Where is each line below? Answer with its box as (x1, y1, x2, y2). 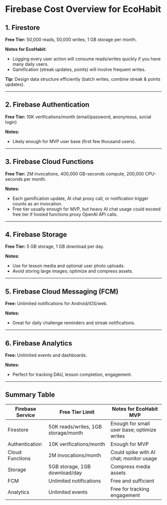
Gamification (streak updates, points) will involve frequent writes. (12, 66, 146, 72)
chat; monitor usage (110, 455, 158, 462)
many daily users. (12, 61, 49, 67)
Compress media (110, 463, 151, 470)
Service (16, 411, 35, 418)
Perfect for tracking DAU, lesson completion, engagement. (12, 371, 132, 377)
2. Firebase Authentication (5, 101, 89, 109)
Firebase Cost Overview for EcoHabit (5, 3, 162, 15)
